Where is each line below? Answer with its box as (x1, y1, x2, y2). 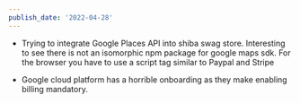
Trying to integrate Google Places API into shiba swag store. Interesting (21, 38, 286, 48)
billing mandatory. (21, 83, 89, 94)
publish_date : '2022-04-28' (8, 13, 114, 22)
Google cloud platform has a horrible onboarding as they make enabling (21, 73, 288, 85)
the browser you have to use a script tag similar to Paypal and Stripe (21, 56, 275, 67)
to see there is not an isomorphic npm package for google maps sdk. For (21, 47, 291, 58)
